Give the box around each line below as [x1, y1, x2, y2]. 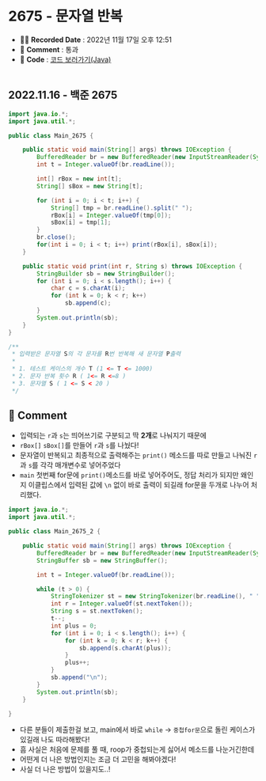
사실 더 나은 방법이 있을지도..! [19, 764, 111, 774]
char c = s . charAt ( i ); [50, 284, 126, 293]
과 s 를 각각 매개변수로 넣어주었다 [19, 461, 121, 470]
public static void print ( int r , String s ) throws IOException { [22, 262, 243, 270]
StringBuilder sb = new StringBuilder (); [36, 270, 176, 278]
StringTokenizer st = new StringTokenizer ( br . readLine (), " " [50, 593, 260, 601]
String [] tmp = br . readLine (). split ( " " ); [50, 203, 193, 212]
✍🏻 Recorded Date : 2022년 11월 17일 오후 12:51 [19, 35, 173, 44]
